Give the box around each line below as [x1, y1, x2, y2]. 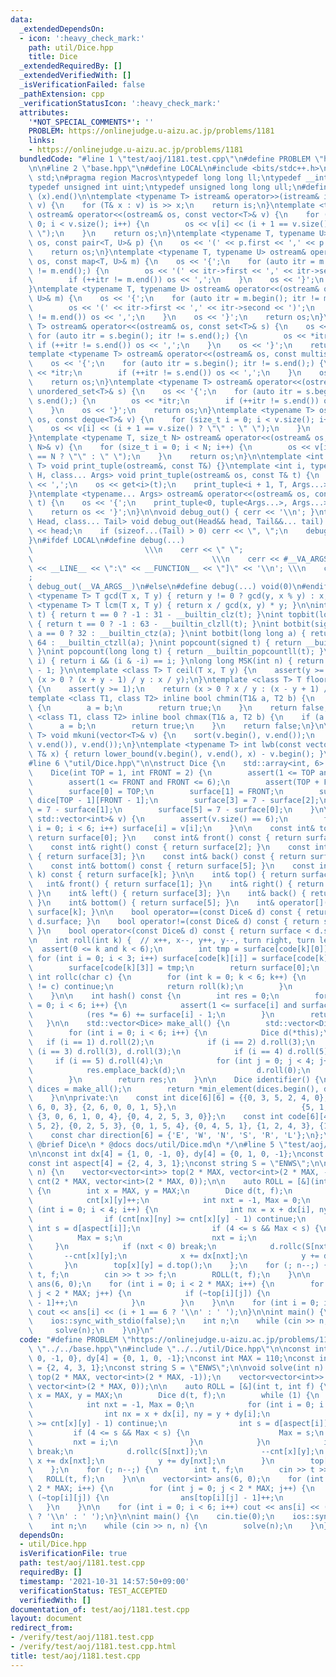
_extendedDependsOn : [19, 24, 105, 34]
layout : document [10, 1614, 83, 1624]
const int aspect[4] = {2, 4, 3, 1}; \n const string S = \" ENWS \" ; [28, 1158, 311, 1168]
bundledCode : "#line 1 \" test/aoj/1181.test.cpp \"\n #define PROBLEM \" [19, 154, 325, 164]
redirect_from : [10, 1623, 74, 1633]
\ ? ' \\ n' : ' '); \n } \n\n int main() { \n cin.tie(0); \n [28, 1511, 275, 1521]
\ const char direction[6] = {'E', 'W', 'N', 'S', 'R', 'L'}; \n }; [28, 1130, 325, 1140]
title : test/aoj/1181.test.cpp [10, 1651, 141, 1661]
